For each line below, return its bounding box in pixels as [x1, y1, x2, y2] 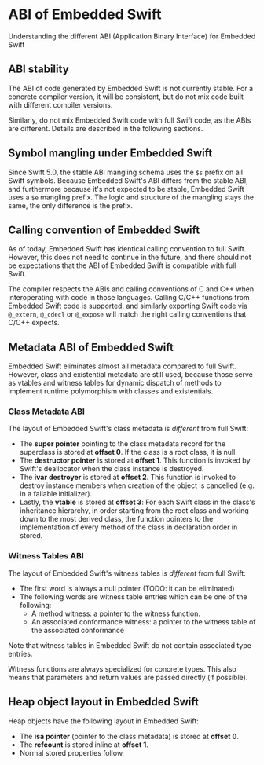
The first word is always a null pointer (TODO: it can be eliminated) [19, 584, 235, 593]
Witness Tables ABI [8, 551, 84, 562]
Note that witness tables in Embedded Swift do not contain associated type [8, 640, 251, 650]
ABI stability [8, 63, 69, 76]
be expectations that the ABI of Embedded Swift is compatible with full [8, 261, 236, 270]
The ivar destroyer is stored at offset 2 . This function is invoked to [19, 473, 236, 482]
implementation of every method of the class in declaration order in [19, 522, 238, 532]
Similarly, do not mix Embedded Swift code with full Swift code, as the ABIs [8, 115, 251, 125]
